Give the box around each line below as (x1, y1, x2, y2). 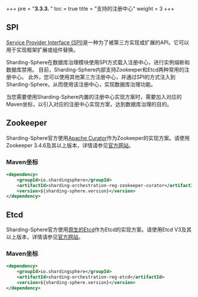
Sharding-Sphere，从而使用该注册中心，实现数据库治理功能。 (6, 81, 156, 88)
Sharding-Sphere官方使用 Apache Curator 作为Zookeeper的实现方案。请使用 (6, 134, 190, 141)
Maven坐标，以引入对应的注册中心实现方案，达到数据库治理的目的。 (6, 101, 173, 108)
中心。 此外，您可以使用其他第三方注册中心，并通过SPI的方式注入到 (11, 73, 176, 81)
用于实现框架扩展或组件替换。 (6, 46, 78, 53)
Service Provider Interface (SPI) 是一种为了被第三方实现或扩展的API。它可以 (6, 39, 190, 46)
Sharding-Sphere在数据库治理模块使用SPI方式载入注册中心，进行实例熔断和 (6, 58, 190, 66)
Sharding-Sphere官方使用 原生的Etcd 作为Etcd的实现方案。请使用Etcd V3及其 (6, 226, 192, 233)
